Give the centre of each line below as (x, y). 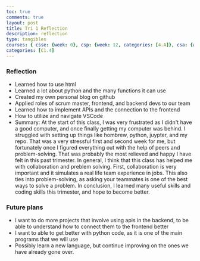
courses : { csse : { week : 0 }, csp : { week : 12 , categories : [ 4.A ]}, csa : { (100, 45)
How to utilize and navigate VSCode (59, 116)
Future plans (25, 207)
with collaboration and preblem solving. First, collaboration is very (96, 167)
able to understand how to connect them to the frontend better (92, 226)
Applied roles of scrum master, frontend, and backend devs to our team (102, 103)
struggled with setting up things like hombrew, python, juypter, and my (101, 135)
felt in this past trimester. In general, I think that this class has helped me (103, 160)
